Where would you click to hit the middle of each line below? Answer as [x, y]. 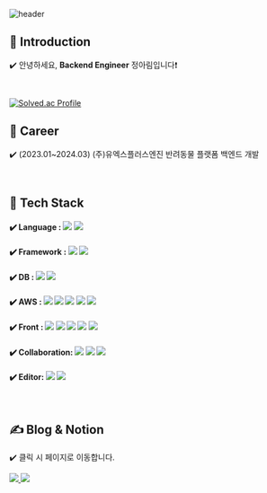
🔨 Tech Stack [47, 203]
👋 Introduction [50, 42]
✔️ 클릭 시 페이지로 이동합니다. [62, 457]
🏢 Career [35, 132]
